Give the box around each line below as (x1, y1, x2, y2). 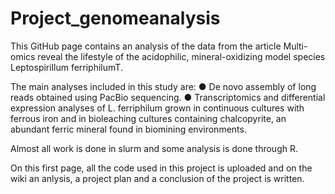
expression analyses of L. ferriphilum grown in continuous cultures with (10, 102, 305, 114)
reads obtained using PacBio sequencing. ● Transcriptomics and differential (10, 91, 326, 103)
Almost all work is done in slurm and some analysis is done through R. (10, 142, 298, 154)
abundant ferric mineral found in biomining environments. (10, 123, 247, 135)
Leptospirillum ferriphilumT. (10, 61, 123, 73)
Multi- (283, 40, 308, 52)
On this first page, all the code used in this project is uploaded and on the (10, 162, 313, 174)
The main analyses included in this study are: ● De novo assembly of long (10, 80, 317, 92)
